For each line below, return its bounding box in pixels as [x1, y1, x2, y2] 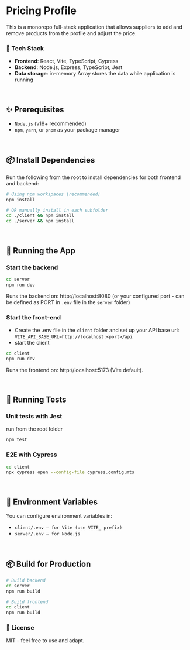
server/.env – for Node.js [14, 531, 81, 537]
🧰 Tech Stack [6, 44, 44, 52]
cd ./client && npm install [6, 212, 75, 219]
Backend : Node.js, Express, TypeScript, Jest [14, 64, 123, 71]
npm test [6, 437, 27, 443]
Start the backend [6, 263, 58, 271]
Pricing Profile [6, 4, 77, 18]
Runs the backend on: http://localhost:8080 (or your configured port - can [6, 293, 185, 300]
